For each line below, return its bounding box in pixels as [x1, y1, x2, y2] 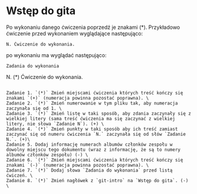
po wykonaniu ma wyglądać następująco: [6, 51, 107, 58]
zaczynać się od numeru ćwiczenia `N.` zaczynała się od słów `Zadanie [6, 131, 186, 137]
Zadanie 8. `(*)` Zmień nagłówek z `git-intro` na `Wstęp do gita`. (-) [6, 177, 189, 183]
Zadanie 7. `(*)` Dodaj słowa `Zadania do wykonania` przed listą [6, 167, 173, 173]
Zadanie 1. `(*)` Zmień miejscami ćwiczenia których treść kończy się [6, 90, 183, 96]
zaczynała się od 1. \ [6, 105, 62, 111]
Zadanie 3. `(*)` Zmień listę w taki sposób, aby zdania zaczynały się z [6, 110, 192, 116]
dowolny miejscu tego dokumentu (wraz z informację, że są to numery [6, 146, 181, 153]
